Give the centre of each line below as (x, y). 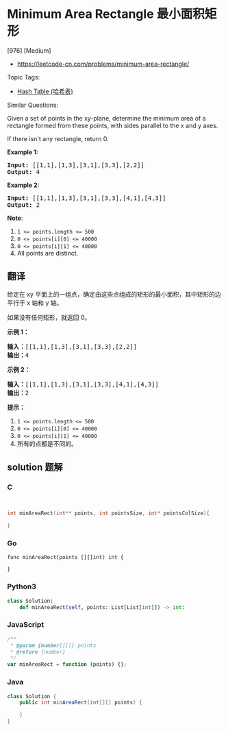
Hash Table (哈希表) (45, 91)
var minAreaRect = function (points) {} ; (67, 665)
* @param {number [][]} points (53, 645)
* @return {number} (38, 652)
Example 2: (23, 185)
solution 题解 (35, 468)
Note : (15, 218)
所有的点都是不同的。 (47, 443)
